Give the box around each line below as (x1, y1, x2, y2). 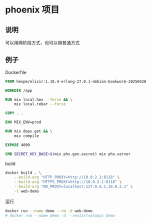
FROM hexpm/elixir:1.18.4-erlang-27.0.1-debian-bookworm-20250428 (5, 79, 146, 84)
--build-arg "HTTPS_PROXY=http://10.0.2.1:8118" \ (14, 179, 122, 184)
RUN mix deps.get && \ (5, 129, 52, 134)
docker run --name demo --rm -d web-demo (5, 208, 93, 213)
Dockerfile (5, 69, 26, 75)
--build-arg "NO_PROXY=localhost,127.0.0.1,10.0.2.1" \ (14, 184, 133, 189)
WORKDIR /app (5, 88, 32, 93)
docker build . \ (5, 170, 41, 175)
